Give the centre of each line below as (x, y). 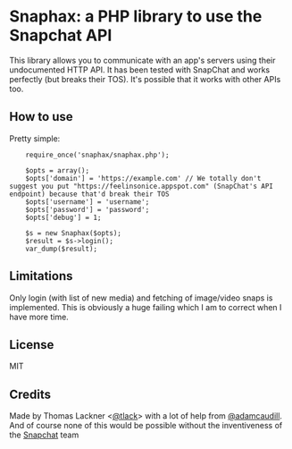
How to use (41, 117)
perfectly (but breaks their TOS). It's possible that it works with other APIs (145, 79)
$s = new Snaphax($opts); (74, 233)
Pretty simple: (35, 138)
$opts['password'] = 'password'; (88, 209)
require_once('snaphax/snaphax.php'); (97, 155)
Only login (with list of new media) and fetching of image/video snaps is (141, 298)
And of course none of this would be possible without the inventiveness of (146, 426)
